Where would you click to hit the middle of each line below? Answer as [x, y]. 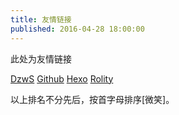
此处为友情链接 [41, 58]
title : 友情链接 [41, 19]
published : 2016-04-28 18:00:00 [77, 29]
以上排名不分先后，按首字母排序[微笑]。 [92, 99]
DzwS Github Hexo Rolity [62, 78]
